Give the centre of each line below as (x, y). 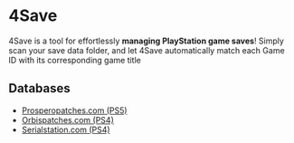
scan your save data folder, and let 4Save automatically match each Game (147, 50)
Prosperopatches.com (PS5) (74, 110)
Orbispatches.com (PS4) (67, 119)
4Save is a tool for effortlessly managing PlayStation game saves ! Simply (146, 41)
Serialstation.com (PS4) (66, 129)
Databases (40, 88)
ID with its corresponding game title (75, 60)
